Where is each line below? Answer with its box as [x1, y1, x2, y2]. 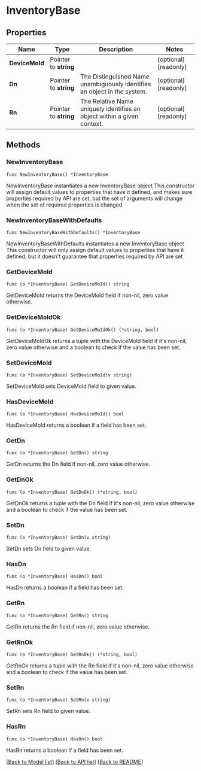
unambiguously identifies [80, 80, 151, 88]
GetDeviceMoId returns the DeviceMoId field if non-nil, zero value [6, 292, 169, 299]
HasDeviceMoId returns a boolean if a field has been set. [6, 421, 147, 429]
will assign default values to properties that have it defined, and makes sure [6, 188, 193, 195]
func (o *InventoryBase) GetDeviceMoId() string [6, 281, 130, 287]
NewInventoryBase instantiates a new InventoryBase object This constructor [6, 182, 195, 189]
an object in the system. [80, 87, 148, 96]
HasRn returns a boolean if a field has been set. [6, 746, 124, 754]
